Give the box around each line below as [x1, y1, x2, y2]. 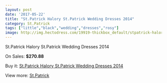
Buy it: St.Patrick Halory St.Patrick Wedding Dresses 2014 [5, 63, 123, 69]
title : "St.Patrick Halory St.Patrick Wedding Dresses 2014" [5, 16, 135, 21]
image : [5, 30, 19, 35]
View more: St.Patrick [5, 73, 50, 78]
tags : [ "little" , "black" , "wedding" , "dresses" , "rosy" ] [5, 26, 119, 31]
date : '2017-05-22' [5, 12, 46, 17]
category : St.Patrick [5, 21, 50, 26]
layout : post [5, 7, 32, 12]
